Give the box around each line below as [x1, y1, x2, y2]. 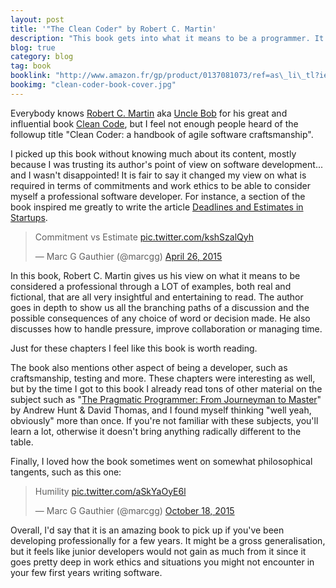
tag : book [10, 61, 52, 71]
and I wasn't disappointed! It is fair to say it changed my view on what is [10, 169, 307, 181]
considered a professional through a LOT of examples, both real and [10, 280, 292, 292]
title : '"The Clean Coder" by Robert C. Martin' [10, 24, 217, 34]
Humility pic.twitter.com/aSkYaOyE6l [34, 485, 187, 497]
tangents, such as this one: [10, 466, 122, 478]
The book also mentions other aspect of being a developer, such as [10, 361, 288, 373]
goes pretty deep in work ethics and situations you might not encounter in [10, 556, 315, 568]
